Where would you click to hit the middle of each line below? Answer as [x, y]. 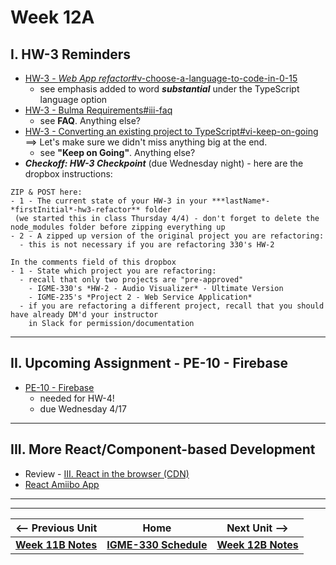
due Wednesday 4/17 [83, 408]
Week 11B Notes [56, 544]
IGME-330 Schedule [157, 544]
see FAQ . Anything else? [90, 120]
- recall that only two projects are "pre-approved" [131, 280]
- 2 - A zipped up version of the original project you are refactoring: [167, 236]
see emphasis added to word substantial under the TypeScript [169, 89]
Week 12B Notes [257, 544]
